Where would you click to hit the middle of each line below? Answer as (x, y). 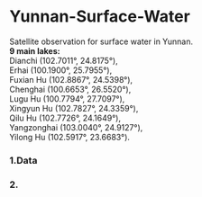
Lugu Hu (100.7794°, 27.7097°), (67, 98)
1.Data (23, 160)
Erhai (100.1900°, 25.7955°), (61, 70)
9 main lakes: (35, 50)
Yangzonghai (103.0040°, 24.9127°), (76, 127)
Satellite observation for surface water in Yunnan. (101, 41)
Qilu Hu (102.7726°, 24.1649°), (65, 118)
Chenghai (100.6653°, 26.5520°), (70, 89)
